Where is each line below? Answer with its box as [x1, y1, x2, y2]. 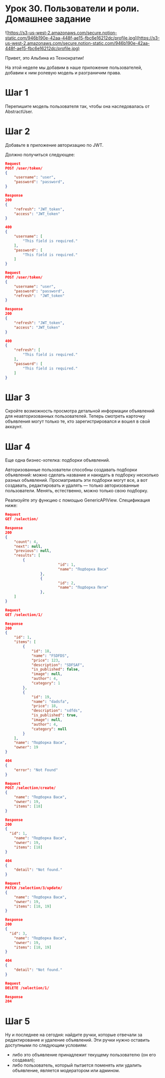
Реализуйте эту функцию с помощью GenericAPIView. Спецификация [5, 497, 150, 503]
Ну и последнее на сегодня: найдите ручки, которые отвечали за [5, 1032, 142, 1038]
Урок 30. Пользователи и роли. [5, 3, 139, 14]
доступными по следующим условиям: [5, 1043, 87, 1048]
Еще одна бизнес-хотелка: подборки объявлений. [5, 457, 110, 463]
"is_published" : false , [31, 667, 80, 672]
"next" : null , [14, 544, 43, 549]
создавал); [12, 1057, 35, 1063]
